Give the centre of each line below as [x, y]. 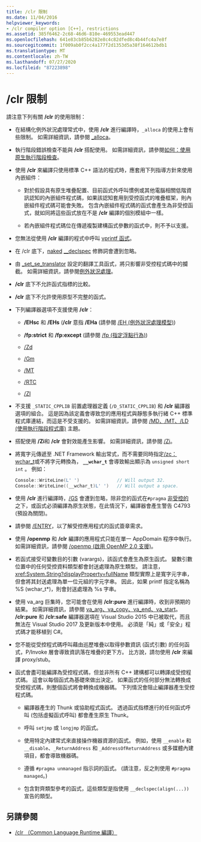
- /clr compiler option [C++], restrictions [63, 29]
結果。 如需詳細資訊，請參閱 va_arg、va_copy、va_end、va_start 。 [98, 609]
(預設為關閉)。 [33, 513]
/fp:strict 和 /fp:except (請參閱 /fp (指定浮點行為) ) [86, 335]
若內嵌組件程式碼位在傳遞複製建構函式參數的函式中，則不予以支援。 [108, 226]
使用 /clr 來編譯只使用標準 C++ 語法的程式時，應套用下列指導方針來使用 [103, 170]
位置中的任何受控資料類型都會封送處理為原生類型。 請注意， [89, 567]
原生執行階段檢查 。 [39, 157]
